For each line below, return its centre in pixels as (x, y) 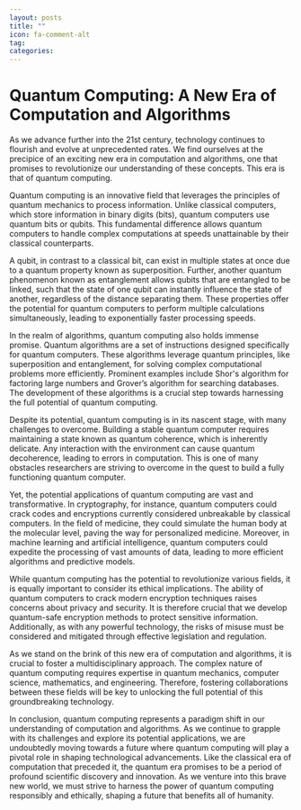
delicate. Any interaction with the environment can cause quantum (132, 449)
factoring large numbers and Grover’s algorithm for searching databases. (144, 383)
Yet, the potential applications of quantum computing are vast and (131, 495)
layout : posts (36, 18)
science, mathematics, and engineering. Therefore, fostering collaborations (149, 683)
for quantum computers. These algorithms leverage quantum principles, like (150, 355)
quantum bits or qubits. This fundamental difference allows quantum (136, 224)
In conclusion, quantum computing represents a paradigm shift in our (137, 719)
